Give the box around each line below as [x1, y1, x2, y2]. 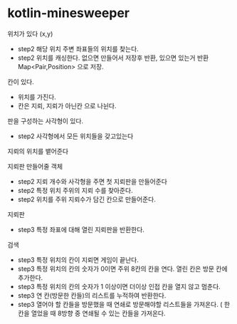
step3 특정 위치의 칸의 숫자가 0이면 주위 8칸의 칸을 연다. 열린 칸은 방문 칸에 [17, 264, 228, 273]
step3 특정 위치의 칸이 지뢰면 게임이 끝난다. [17, 255, 139, 264]
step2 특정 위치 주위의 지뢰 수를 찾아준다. [17, 186, 133, 194]
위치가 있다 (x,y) [7, 29, 53, 38]
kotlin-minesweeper [7, 5, 130, 21]
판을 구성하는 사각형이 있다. [7, 116, 84, 125]
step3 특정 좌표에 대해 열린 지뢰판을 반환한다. [17, 225, 144, 234]
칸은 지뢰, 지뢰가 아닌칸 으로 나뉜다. [17, 101, 117, 110]
